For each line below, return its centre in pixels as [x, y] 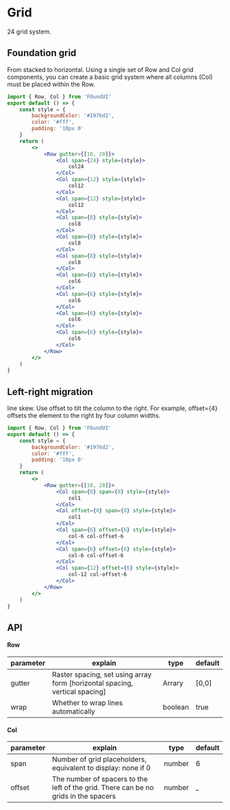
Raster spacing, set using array [102, 674]
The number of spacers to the [100, 779]
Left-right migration [50, 392]
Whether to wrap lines [88, 703]
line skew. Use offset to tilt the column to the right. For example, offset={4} [112, 408]
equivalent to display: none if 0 [102, 768]
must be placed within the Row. [51, 84]
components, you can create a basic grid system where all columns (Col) [110, 77]
